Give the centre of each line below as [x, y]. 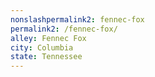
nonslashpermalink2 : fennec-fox [77, 19]
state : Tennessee [46, 57]
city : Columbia [42, 47]
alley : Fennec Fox [48, 38]
